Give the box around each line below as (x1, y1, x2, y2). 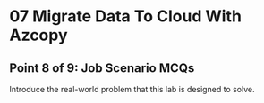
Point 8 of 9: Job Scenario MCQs (9, 60, 195, 75)
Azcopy (9, 25, 69, 45)
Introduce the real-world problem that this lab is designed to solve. (9, 84, 255, 94)
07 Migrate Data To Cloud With (9, 6, 242, 27)
